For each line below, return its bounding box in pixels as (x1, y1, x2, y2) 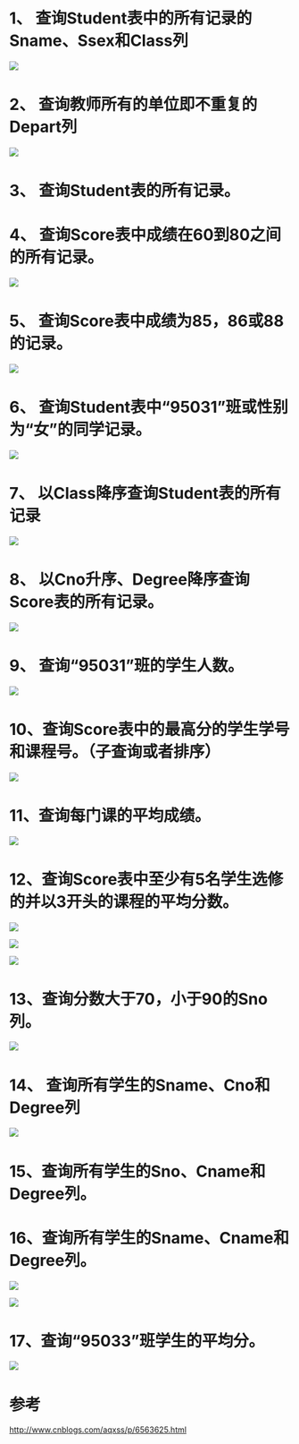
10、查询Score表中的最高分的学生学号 (9, 719, 290, 739)
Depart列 (9, 117, 78, 137)
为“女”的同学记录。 (9, 420, 152, 440)
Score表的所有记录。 (9, 592, 163, 611)
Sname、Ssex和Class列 (9, 30, 189, 51)
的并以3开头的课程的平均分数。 (9, 892, 239, 911)
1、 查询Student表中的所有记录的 (9, 8, 253, 29)
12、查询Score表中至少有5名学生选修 (9, 869, 284, 889)
